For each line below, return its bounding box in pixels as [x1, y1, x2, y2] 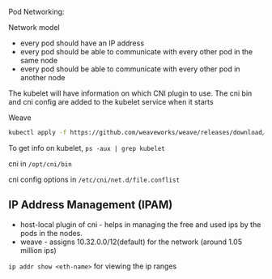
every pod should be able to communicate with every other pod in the [19, 47, 253, 56]
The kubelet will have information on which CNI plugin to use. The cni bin [8, 88, 253, 98]
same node [19, 56, 58, 65]
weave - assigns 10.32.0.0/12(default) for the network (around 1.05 [19, 237, 243, 247]
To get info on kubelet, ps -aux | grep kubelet [8, 143, 166, 152]
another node [19, 73, 66, 82]
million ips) [19, 245, 57, 255]
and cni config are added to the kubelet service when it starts [8, 97, 214, 106]
